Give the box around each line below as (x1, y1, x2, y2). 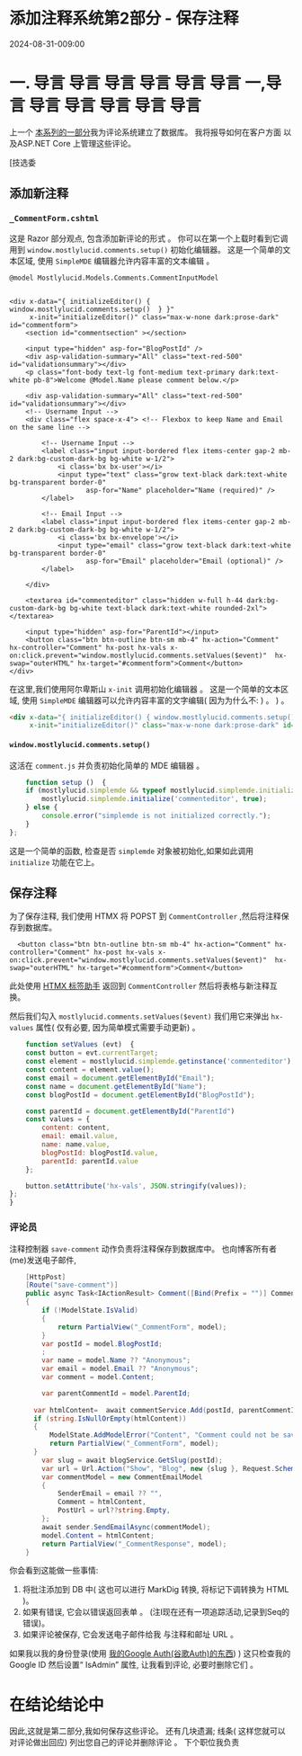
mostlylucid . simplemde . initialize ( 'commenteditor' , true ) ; (41, 795, 268, 804)
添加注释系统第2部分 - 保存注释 (9, 8, 239, 29)
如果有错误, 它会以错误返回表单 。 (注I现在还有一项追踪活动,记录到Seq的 (22, 1607, 290, 1618)
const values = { (25, 1115, 91, 1124)
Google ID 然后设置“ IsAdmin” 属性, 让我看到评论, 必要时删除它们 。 (9, 1660, 259, 1671)
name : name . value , (41, 1140, 111, 1149)
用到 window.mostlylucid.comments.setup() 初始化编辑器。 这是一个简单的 (9, 244, 283, 254)
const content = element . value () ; (25, 1065, 155, 1074)
